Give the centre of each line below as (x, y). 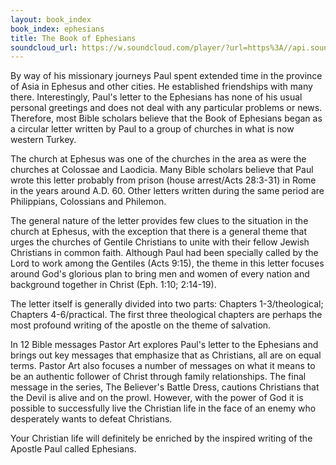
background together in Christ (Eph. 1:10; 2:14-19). (113, 285)
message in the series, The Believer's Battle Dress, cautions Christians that (165, 387)
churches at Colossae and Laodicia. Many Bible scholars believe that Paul (162, 170)
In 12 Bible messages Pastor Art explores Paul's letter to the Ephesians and (164, 345)
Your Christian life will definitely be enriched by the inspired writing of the (161, 438)
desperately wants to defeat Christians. (91, 419)
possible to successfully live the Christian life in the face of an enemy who (163, 408)
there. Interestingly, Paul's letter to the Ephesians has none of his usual (156, 97)
